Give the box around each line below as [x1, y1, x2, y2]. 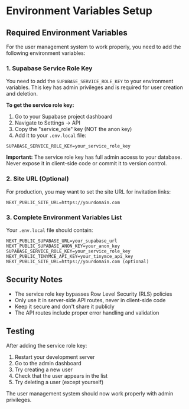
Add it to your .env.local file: [14, 132, 87, 139]
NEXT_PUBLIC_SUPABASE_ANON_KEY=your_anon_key [6, 243, 120, 249]
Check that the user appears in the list [14, 372, 108, 379]
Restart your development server [14, 353, 96, 361]
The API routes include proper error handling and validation [14, 309, 159, 316]
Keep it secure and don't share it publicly [14, 303, 115, 310]
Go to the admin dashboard [14, 359, 82, 367]
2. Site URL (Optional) [6, 175, 69, 183]
